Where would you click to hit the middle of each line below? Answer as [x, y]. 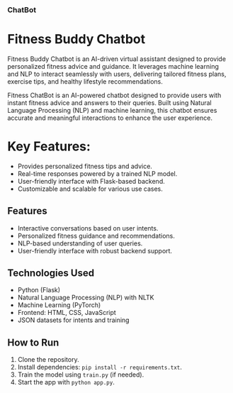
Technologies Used [51, 273]
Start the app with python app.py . [66, 382]
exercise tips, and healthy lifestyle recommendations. [85, 81]
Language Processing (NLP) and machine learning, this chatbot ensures [112, 110]
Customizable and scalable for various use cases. [90, 189]
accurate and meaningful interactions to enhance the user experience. [110, 118]
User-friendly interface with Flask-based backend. [91, 181]
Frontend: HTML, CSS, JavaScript [67, 313]
